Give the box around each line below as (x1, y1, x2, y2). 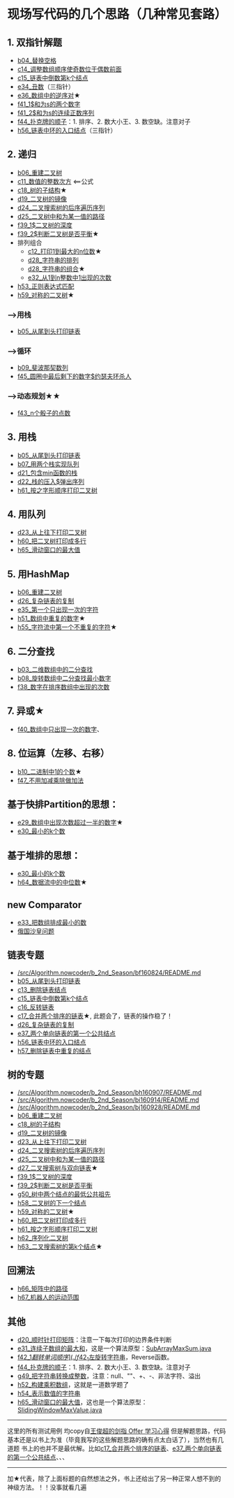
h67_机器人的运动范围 (17, 1293, 79, 1302)
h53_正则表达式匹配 (17, 282, 75, 290)
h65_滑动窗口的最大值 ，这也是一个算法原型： (17, 1398, 148, 1406)
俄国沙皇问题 (17, 927, 54, 935)
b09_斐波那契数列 (17, 363, 68, 372)
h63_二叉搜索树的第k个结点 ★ (17, 1242, 103, 1251)
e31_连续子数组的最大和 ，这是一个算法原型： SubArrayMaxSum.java (17, 1344, 212, 1353)
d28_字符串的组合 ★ (27, 264, 86, 273)
